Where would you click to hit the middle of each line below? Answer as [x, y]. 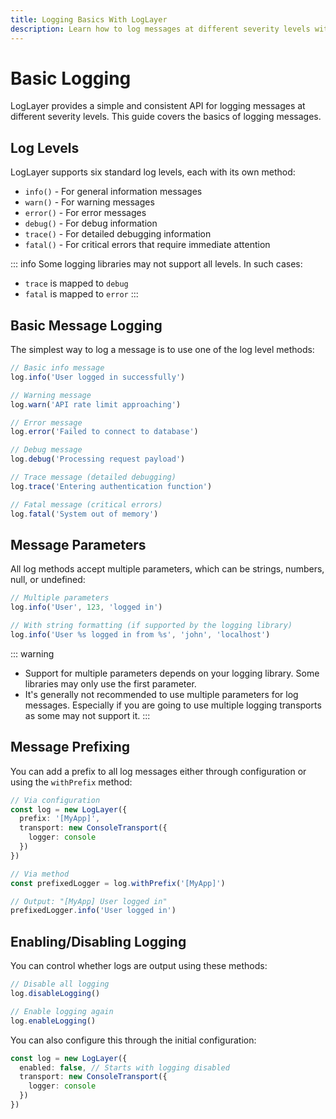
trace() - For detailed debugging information [118, 234]
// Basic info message [57, 368]
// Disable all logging [60, 984]
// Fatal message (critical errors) [86, 504]
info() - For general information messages [113, 192]
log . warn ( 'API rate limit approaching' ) [96, 404]
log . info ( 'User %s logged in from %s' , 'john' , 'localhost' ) [140, 635]
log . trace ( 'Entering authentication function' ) [111, 486]
